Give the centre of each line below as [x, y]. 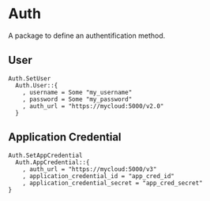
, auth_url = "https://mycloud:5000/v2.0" [93, 106]
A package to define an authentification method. [87, 35]
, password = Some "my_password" [77, 99]
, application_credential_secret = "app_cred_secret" [112, 183]
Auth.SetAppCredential [45, 155]
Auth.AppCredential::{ [52, 162]
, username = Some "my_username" [77, 92]
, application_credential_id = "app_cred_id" [99, 176]
